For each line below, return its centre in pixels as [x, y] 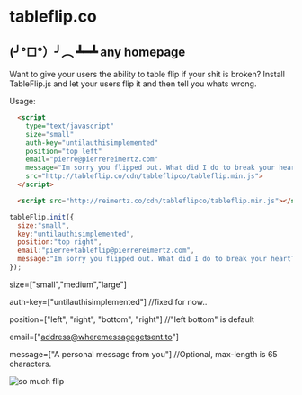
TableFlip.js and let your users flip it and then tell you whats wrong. [133, 84]
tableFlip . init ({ [42, 217]
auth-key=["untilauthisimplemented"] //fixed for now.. [108, 301]
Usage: [22, 101]
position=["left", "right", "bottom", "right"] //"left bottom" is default [132, 319]
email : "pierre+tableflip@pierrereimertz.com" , [106, 251]
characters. [31, 364]
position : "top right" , [60, 242]
